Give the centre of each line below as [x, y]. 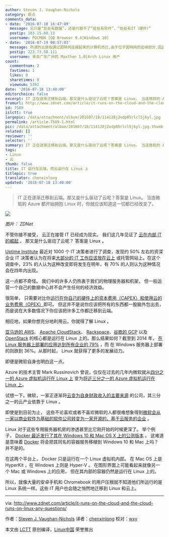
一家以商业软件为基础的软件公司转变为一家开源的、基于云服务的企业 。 [78, 418]
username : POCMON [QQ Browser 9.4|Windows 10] [59, 38]
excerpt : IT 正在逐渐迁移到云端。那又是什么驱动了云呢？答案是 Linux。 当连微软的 [83, 98]
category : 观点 [20, 15]
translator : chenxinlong [31, 178]
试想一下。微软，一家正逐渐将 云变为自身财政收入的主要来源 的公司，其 [78, 395]
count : [12, 61]
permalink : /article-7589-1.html [40, 122]
